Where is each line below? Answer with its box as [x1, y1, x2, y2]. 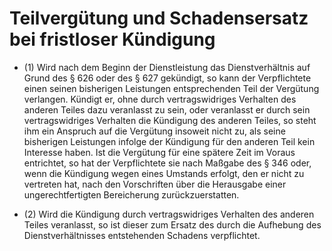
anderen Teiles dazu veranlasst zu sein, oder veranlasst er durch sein [23, 103, 311, 116]
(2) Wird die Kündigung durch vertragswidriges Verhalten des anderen [23, 208, 315, 220]
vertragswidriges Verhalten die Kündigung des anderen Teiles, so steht [23, 114, 317, 126]
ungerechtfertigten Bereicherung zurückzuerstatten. [23, 188, 240, 201]
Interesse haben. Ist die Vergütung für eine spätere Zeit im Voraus [23, 146, 296, 158]
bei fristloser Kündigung [9, 28, 216, 51]
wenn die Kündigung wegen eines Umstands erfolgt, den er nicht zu [23, 167, 305, 179]
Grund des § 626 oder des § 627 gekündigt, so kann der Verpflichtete [23, 72, 312, 84]
